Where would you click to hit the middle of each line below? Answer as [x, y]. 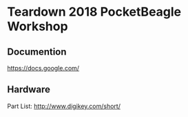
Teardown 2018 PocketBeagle [94, 12]
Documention [37, 52]
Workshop [38, 26]
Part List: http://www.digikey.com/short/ [64, 106]
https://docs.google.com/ [43, 68]
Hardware [29, 90]
